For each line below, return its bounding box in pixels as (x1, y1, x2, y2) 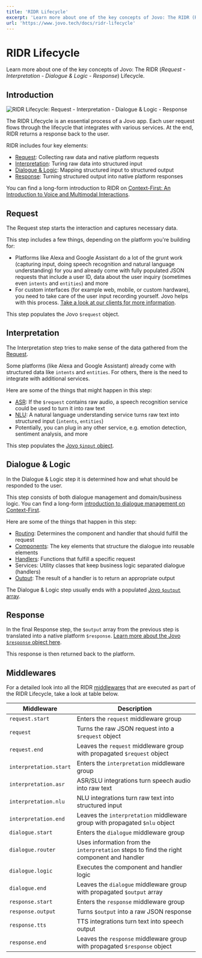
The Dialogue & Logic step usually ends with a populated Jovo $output (6, 586, 181, 593)
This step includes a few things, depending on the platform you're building (6, 236, 191, 243)
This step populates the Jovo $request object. (6, 310, 120, 318)
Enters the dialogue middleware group (76, 828, 185, 837)
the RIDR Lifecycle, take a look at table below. (6, 690, 119, 698)
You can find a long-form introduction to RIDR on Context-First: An (6, 184, 171, 192)
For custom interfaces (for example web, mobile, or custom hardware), (14, 286, 191, 293)
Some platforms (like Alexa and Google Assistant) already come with (6, 362, 176, 369)
